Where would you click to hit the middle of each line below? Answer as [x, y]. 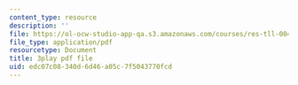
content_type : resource [53, 17]
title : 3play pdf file [51, 58]
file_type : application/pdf [61, 42]
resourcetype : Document [53, 50]
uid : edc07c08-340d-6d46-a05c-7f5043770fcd [91, 67]
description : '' [39, 26]
